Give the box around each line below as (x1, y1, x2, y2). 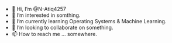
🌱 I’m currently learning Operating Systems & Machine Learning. (11, 18, 167, 24)
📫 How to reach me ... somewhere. (11, 31, 98, 37)
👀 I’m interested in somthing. (11, 12, 81, 19)
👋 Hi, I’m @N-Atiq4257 (11, 6, 66, 12)
